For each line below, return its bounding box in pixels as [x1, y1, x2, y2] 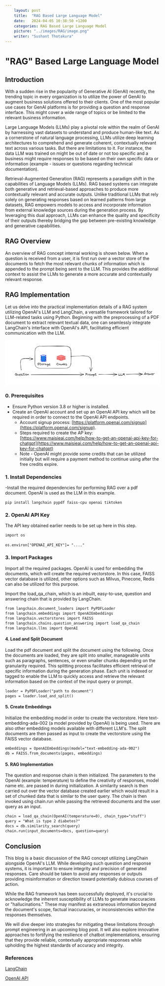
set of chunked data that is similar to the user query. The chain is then [5, 793, 147, 799]
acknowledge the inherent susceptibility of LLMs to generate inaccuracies [5, 896, 156, 902]
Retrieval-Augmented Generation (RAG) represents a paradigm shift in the [5, 176, 155, 181]
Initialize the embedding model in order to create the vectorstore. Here [5, 715, 148, 721]
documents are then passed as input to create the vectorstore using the [5, 731, 151, 737]
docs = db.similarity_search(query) [5, 824, 80, 829]
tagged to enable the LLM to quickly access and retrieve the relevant [5, 673, 145, 679]
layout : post [14, 8, 41, 13]
